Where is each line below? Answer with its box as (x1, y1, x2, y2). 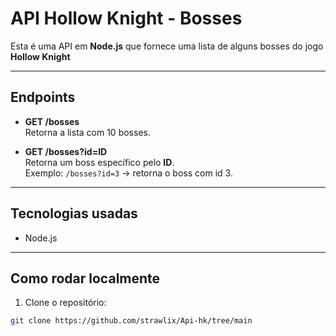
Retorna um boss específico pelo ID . (24, 156, 175, 168)
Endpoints (10, 89, 76, 106)
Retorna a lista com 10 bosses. (24, 126, 151, 138)
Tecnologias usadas (10, 205, 138, 222)
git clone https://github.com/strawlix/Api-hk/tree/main (10, 316, 253, 326)
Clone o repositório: (24, 297, 107, 309)
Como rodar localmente (10, 270, 161, 287)
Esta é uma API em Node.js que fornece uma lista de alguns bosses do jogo (10, 40, 324, 52)
